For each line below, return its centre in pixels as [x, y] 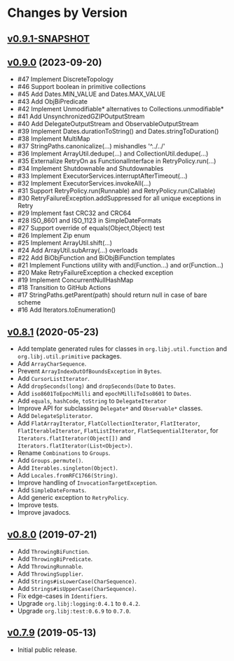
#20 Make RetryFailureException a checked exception [95, 273]
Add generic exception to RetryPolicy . [73, 498]
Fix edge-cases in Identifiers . [62, 596]
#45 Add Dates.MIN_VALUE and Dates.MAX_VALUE [91, 94]
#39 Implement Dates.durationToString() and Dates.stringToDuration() [118, 132]
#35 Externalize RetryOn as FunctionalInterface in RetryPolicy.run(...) [117, 161]
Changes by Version [68, 13]
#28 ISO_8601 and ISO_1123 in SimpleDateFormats [89, 221]
